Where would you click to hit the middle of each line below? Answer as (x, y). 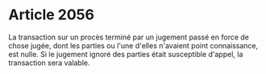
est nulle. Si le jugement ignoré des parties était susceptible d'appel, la (126, 54)
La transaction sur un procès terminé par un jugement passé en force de (129, 37)
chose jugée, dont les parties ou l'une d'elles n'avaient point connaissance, (133, 45)
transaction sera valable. (49, 63)
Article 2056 (52, 15)
